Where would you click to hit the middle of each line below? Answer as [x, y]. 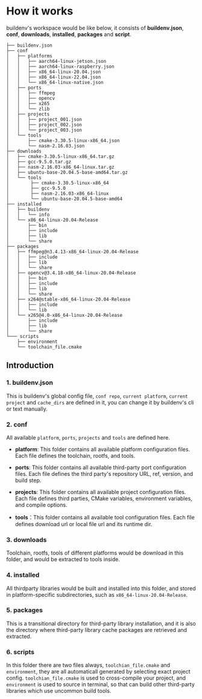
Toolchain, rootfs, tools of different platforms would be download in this [95, 553]
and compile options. [41, 505]
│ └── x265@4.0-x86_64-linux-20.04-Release [64, 315]
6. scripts [21, 652]
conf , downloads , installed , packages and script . [69, 34]
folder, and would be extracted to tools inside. [63, 559]
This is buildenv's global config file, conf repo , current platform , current [97, 396]
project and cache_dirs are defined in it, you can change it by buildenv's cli [100, 402]
